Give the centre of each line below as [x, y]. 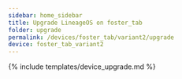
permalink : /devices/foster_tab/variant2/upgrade [91, 37]
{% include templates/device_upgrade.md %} [82, 66]
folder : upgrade [35, 30]
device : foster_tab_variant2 [56, 45]
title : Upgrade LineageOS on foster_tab [76, 23]
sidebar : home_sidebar [45, 15]
